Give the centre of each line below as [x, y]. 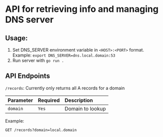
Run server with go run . [38, 60]
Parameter [20, 100]
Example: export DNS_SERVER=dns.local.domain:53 [64, 55]
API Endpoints [28, 76]
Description [79, 100]
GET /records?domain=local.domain [41, 130]
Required [49, 100]
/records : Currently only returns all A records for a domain [65, 88]
